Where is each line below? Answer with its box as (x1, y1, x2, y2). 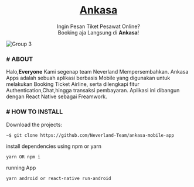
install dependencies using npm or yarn (6, 143, 101, 150)
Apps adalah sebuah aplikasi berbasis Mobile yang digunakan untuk (6, 74, 171, 82)
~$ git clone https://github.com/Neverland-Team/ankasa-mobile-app (6, 132, 175, 138)
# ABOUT (6, 55, 33, 63)
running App (6, 164, 36, 171)
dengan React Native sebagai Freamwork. (6, 93, 107, 100)
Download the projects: (6, 121, 63, 128)
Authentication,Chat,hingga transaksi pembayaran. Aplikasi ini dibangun (6, 87, 180, 94)
